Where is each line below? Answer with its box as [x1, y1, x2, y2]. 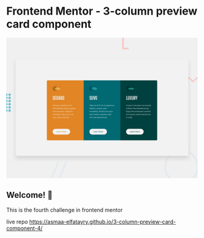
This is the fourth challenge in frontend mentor [6, 206, 123, 214]
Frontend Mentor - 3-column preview [6, 4, 198, 18]
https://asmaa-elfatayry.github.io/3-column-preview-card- [29, 218, 176, 225]
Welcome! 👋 [6, 190, 53, 200]
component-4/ [6, 224, 43, 232]
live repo [6, 218, 29, 225]
